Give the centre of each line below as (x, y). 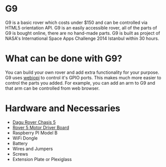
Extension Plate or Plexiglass (42, 159)
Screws (20, 154)
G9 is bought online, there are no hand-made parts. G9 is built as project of (83, 33)
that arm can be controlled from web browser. (52, 88)
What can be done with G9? (64, 59)
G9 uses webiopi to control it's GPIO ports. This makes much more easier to (83, 77)
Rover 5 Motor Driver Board (41, 127)
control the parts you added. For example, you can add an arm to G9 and (80, 83)
